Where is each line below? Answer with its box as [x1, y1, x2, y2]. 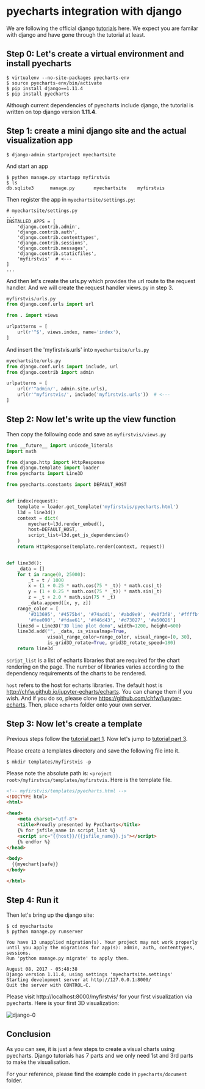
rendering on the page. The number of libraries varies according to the [6, 663, 184, 670]
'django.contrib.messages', [17, 245, 88, 251]
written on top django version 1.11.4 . [6, 108, 97, 115]
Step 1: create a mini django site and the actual [6, 126, 187, 136]
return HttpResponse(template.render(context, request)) [17, 544, 165, 550]
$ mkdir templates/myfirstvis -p [6, 759, 92, 765]
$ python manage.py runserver [6, 928, 84, 935]
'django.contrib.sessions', [17, 240, 88, 246]
